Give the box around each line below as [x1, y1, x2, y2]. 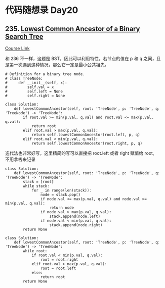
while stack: [23, 184, 50, 189]
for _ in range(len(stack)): [31, 188, 92, 193]
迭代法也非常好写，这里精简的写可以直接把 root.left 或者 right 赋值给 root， [5, 150, 157, 156]
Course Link [5, 46, 30, 51]
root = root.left [40, 266, 77, 271]
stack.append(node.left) [49, 214, 100, 219]
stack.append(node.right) [49, 223, 103, 228]
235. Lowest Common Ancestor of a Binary [5, 24, 140, 33]
